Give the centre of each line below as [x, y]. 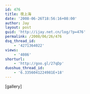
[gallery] [13, 86]
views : [12, 50]
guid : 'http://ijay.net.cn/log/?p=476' [45, 32]
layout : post [18, 28]
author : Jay [17, 23]
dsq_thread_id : [20, 41]
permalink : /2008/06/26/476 [34, 37]
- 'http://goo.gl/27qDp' [39, 63]
